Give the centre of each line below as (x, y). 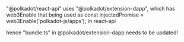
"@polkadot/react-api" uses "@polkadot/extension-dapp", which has (91, 9)
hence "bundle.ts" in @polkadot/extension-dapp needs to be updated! (92, 33)
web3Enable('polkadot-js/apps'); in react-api (61, 21)
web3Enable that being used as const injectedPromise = (75, 15)
